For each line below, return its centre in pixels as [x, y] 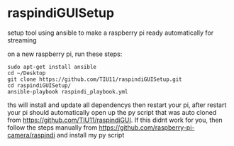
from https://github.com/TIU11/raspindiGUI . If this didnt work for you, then [115, 120]
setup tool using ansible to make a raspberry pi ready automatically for [111, 33]
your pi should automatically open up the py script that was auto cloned [112, 112]
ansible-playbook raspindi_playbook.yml [68, 91]
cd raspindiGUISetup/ [39, 85]
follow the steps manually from [52, 127]
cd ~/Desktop [27, 73]
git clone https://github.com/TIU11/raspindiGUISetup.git [95, 79]
